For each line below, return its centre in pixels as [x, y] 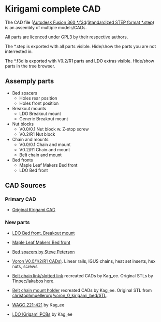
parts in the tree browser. [30, 66]
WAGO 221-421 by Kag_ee [38, 305]
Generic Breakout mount [44, 119]
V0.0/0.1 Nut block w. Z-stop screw [54, 129]
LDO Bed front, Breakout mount [43, 233]
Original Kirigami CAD [34, 210]
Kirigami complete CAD [53, 9]
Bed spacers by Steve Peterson [43, 252]
